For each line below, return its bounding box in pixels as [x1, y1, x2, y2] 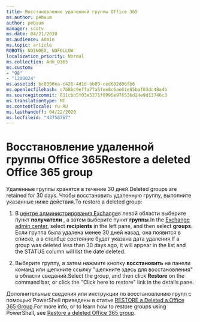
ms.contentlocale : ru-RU [6, 103, 68, 110]
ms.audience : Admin [6, 37, 55, 42]
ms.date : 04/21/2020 [6, 31, 58, 37]
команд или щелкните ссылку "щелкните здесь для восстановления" [14, 266, 193, 273]
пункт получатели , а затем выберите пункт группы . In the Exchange [14, 216, 190, 223]
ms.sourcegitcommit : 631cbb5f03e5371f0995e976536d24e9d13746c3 [6, 92, 168, 98]
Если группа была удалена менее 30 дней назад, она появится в [14, 229, 181, 236]
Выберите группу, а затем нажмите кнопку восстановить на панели [14, 260, 191, 267]
